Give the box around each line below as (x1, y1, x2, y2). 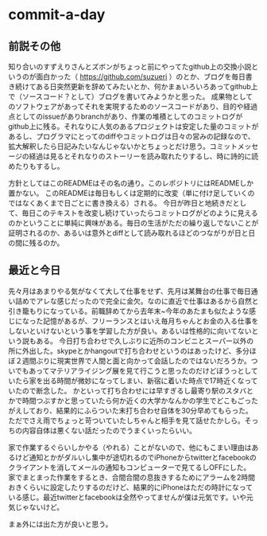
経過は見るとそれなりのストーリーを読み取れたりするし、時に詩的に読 (29, 151, 259, 161)
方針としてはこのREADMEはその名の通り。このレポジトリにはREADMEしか (8, 178, 254, 188)
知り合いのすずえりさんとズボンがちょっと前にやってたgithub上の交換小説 (8, 62, 252, 71)
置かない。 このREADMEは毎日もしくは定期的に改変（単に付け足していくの (8, 189, 255, 198)
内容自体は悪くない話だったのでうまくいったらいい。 (21, 425, 196, 435)
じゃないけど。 (14, 502, 64, 511)
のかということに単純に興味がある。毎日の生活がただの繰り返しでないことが (8, 218, 259, 228)
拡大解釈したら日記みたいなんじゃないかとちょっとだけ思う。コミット (8, 142, 238, 151)
